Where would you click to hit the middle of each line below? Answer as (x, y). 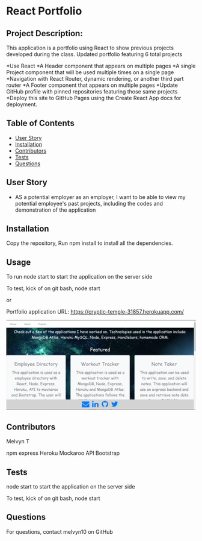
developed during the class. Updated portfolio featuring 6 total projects (94, 54)
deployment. (22, 104)
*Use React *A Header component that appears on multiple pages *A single (101, 66)
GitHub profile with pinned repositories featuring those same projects (92, 91)
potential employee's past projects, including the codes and (89, 203)
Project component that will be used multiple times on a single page (90, 72)
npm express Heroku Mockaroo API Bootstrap (63, 453)
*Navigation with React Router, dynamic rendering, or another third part (95, 79)
